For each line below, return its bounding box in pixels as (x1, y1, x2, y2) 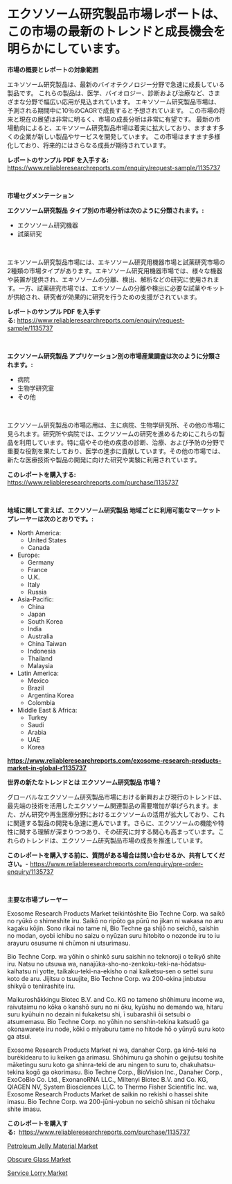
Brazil (27, 683, 44, 692)
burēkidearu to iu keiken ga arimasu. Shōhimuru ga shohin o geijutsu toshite (7, 1053, 224, 1061)
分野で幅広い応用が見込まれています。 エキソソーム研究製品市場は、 (25, 97, 220, 106)
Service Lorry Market (7, 1169, 68, 1177)
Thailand (27, 654, 53, 663)
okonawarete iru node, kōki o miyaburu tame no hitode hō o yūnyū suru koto (7, 1025, 225, 1033)
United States (27, 536, 67, 544)
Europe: (17, 551, 40, 559)
